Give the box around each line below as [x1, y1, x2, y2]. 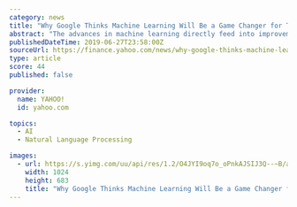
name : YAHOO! [17, 95, 65, 103]
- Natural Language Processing [17, 135, 133, 144]
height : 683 [25, 176, 69, 185]
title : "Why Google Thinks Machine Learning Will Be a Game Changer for [9, 21, 283, 30]
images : [9, 151, 38, 160]
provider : [9, 86, 46, 96]
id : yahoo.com [17, 103, 69, 111]
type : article [9, 54, 62, 63]
